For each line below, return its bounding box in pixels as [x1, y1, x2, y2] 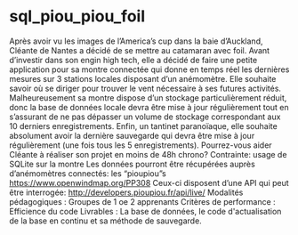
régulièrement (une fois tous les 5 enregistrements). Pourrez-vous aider [9, 140, 273, 150]
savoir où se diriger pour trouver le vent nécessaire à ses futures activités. [9, 83, 282, 93]
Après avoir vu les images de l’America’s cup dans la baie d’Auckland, [9, 36, 263, 46]
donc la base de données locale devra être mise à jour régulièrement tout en [9, 101, 289, 112]
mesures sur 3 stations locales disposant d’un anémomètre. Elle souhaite [9, 73, 277, 84]
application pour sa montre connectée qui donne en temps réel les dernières [9, 64, 290, 75]
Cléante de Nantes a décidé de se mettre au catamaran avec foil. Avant [9, 45, 270, 55]
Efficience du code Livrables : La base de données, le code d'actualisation [9, 206, 282, 216]
